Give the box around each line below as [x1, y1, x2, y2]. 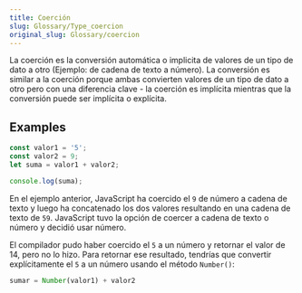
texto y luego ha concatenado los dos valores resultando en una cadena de [9, 203, 291, 213]
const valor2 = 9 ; [9, 152, 79, 161]
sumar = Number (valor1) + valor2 [9, 276, 136, 285]
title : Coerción [9, 13, 71, 23]
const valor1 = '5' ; [9, 144, 88, 153]
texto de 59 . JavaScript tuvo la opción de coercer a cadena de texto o [9, 212, 269, 222]
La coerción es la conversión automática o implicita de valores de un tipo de [9, 55, 294, 66]
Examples [9, 119, 66, 135]
